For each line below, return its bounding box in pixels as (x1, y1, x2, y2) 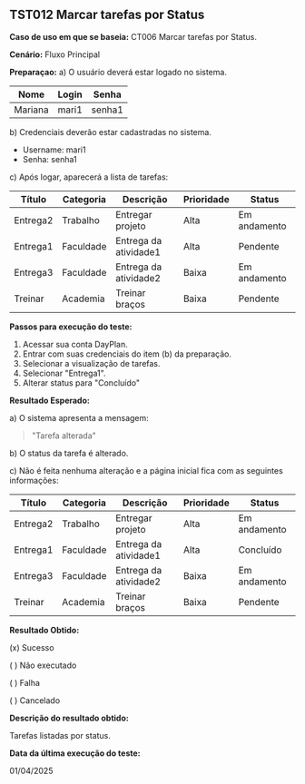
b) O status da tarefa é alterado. (9, 447, 129, 458)
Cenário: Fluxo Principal (9, 49, 101, 60)
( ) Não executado (9, 660, 77, 671)
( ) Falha (9, 677, 41, 688)
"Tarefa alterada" (31, 430, 97, 441)
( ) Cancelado (9, 694, 61, 706)
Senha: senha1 (22, 153, 77, 164)
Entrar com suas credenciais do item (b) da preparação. (22, 348, 231, 359)
